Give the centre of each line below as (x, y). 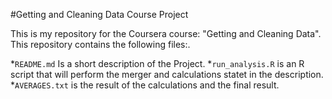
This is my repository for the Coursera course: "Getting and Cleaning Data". (166, 33)
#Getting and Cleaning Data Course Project (99, 14)
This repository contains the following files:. (100, 44)
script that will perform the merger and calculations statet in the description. (167, 74)
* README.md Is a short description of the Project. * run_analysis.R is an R (157, 63)
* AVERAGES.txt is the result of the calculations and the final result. (145, 85)
